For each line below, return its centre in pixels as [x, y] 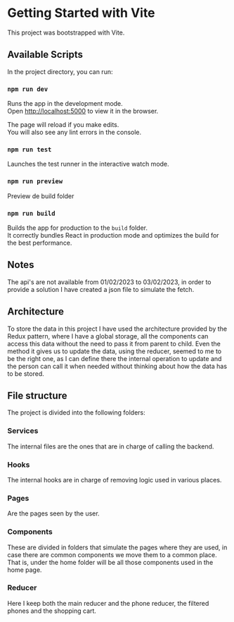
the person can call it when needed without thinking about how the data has [117, 366]
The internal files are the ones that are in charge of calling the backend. [111, 446]
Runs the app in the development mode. [65, 104]
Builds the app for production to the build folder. [78, 228]
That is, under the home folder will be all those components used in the [110, 562]
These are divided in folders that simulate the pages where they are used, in [117, 547]
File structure [37, 395]
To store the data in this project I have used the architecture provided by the [117, 329]
